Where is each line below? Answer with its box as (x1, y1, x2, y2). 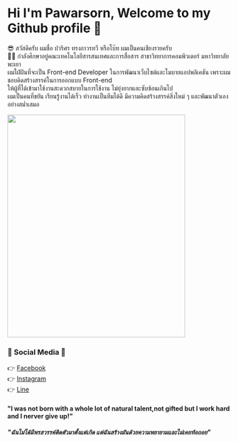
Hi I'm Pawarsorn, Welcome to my (7, 5, 211, 21)
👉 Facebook (7, 364, 46, 372)
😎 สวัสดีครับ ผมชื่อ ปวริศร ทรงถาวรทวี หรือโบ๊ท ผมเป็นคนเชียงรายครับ (7, 43, 173, 52)
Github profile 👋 (7, 20, 102, 36)
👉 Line (7, 385, 30, 394)
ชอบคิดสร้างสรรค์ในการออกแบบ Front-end (7, 76, 112, 84)
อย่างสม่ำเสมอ (7, 100, 40, 108)
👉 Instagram (7, 374, 46, 383)
